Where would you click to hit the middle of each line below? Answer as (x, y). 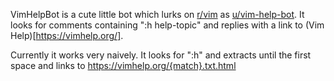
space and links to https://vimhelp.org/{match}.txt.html (123, 65)
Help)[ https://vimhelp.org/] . (67, 35)
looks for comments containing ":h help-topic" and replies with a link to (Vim (167, 25)
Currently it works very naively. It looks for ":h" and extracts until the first (161, 55)
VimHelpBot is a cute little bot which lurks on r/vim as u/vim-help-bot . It (157, 14)
